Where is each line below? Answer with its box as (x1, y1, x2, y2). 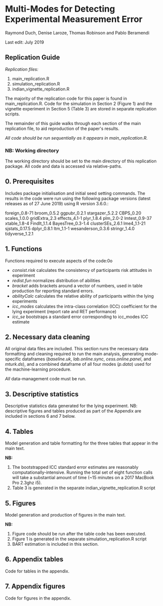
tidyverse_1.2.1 (5, 231, 34, 236)
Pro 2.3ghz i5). (12, 480, 42, 486)
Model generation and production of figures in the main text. (5, 512, 126, 517)
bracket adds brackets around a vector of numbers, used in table (12, 283, 143, 288)
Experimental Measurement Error (5, 14, 143, 25)
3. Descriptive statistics (5, 390, 79, 398)
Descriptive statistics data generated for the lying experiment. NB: (5, 403, 138, 409)
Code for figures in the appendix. (5, 595, 72, 601)
